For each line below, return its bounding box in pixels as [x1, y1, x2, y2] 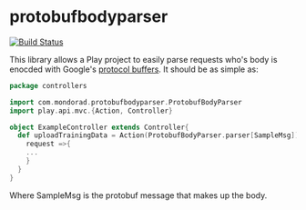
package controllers [9, 81, 88, 90]
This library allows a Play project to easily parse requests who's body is [9, 54, 278, 65]
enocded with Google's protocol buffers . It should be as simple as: [9, 64, 260, 75]
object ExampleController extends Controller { [9, 123, 189, 132]
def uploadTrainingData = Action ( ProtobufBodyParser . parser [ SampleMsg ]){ [17, 131, 303, 140]
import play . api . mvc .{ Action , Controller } [9, 106, 173, 115]
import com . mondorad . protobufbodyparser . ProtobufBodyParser [9, 97, 243, 106]
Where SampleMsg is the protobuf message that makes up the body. [9, 189, 268, 201]
